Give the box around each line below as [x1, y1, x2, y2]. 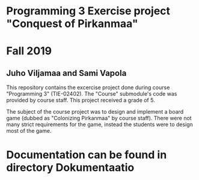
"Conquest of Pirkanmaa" [6, 17, 138, 30]
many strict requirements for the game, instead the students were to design [6, 121, 194, 128]
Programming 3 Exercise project [6, 4, 170, 18]
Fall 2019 [6, 44, 52, 58]
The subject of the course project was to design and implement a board [6, 108, 184, 115]
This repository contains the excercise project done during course [6, 84, 170, 91]
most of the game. [6, 127, 52, 135]
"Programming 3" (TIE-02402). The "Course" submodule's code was [6, 90, 177, 97]
